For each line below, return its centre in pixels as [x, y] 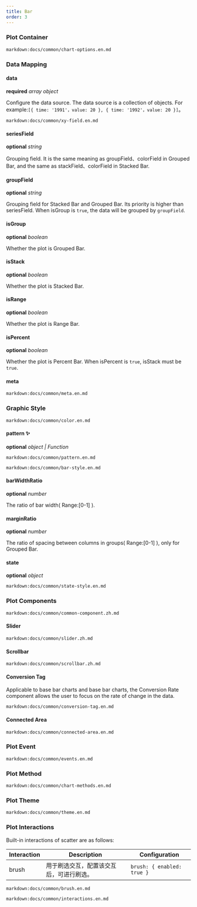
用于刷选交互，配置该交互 [81, 865]
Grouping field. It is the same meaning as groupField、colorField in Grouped [98, 159]
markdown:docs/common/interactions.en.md [57, 899]
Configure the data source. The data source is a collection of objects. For [94, 103]
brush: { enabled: [156, 867]
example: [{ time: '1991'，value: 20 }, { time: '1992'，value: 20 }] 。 [95, 110]
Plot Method [24, 773]
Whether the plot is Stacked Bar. [45, 286]
